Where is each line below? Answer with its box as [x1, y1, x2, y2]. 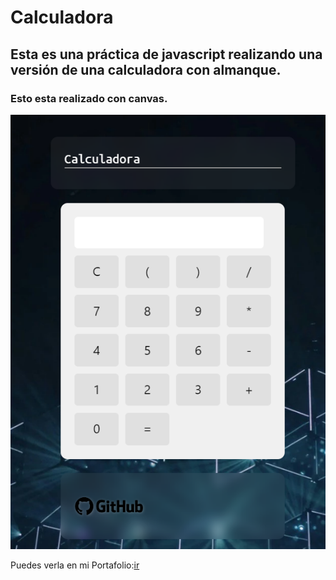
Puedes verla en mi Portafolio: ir [10, 559, 140, 571]
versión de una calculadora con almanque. [10, 61, 282, 78]
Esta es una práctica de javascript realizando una [10, 46, 323, 63]
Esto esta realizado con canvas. [10, 91, 168, 105]
